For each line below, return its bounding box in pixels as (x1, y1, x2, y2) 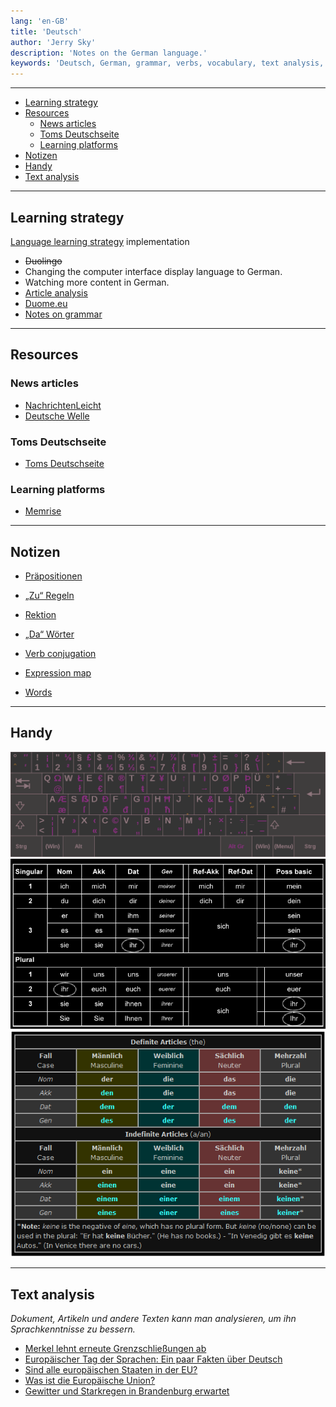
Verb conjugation (24, 648, 97, 660)
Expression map (24, 667, 92, 679)
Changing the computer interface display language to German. (24, 265, 283, 277)
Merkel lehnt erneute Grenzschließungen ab (24, 1343, 207, 1355)
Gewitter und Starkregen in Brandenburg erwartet (24, 1385, 230, 1397)
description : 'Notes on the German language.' (10, 48, 208, 58)
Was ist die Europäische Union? (24, 1375, 156, 1387)
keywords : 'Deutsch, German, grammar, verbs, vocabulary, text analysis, (10, 58, 325, 69)
